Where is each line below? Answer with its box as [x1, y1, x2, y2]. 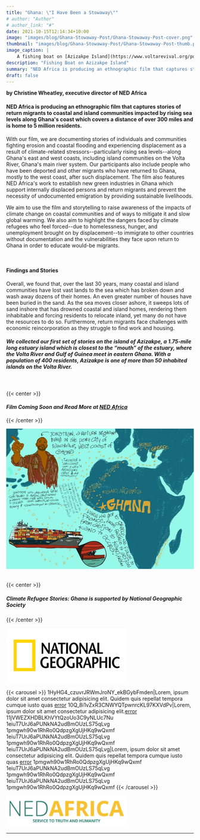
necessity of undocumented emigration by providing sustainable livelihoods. [6, 192, 193, 199]
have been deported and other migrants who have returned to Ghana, [6, 167, 177, 174]
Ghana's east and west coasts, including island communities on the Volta [6, 154, 186, 161]
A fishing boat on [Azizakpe [17, 54, 89, 60]
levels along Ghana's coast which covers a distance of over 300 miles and [6, 115, 193, 123]
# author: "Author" [6, 15, 55, 22]
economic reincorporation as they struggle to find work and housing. [6, 324, 175, 332]
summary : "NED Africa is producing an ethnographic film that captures [6, 66, 187, 72]
